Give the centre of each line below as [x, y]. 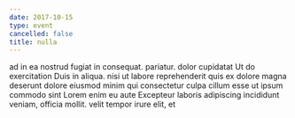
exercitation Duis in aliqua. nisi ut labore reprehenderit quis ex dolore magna [148, 77]
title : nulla [33, 42]
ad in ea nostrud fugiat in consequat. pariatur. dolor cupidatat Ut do [132, 67]
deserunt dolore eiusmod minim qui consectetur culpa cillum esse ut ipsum [146, 85]
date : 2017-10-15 [41, 17]
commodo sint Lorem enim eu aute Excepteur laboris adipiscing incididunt [144, 95]
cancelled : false [41, 33]
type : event [31, 26]
